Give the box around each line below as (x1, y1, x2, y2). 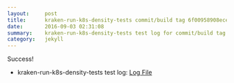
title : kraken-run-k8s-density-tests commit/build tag (7, 17, 186, 24)
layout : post (7, 10, 58, 17)
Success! (7, 55, 34, 63)
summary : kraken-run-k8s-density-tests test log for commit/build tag (7, 29, 226, 37)
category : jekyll (7, 36, 64, 43)
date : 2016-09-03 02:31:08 (7, 23, 104, 30)
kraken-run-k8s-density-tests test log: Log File (17, 68, 153, 77)
